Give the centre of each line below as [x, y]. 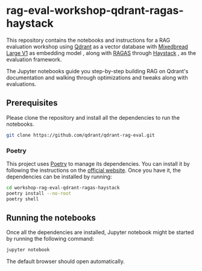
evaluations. [21, 84]
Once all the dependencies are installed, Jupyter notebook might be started [100, 232]
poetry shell [23, 199]
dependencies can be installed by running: [59, 177]
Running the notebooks [51, 217]
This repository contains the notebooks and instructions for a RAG [88, 40]
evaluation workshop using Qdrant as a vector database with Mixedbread [97, 47]
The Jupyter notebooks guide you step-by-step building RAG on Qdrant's [97, 71]
